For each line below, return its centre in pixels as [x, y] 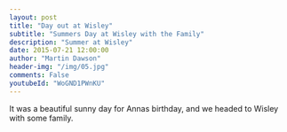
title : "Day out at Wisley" [61, 26]
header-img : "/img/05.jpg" [59, 67]
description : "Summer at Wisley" [71, 42]
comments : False [39, 75]
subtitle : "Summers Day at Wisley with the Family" [107, 34]
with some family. [41, 118]
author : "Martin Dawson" [55, 58]
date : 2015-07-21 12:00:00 [59, 50]
